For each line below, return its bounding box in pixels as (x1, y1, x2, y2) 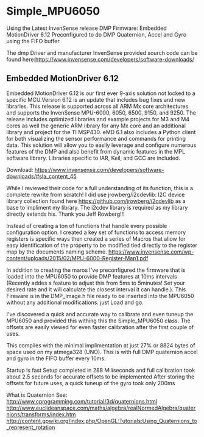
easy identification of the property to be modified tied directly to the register (6, 241, 198, 249)
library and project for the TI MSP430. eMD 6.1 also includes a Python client (6, 128, 196, 135)
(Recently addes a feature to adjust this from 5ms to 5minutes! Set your (6, 279, 186, 286)
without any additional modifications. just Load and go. (6, 299, 144, 306)
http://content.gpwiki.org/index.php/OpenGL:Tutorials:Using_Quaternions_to (6, 417, 197, 424)
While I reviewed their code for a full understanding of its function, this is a (6, 184, 194, 191)
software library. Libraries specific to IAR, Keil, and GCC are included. (6, 154, 181, 162)
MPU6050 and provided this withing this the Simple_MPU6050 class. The (6, 317, 191, 324)
